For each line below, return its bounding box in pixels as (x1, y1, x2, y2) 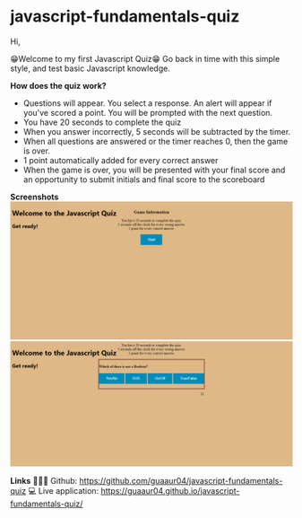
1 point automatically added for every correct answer (22, 154, 219, 165)
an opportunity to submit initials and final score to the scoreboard (22, 173, 265, 185)
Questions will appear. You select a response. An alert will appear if (22, 97, 272, 109)
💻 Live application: (27, 486, 99, 496)
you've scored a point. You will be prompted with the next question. (22, 107, 272, 118)
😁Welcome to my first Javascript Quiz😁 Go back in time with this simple (10, 53, 280, 64)
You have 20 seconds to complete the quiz (22, 117, 182, 127)
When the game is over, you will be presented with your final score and (22, 164, 286, 175)
